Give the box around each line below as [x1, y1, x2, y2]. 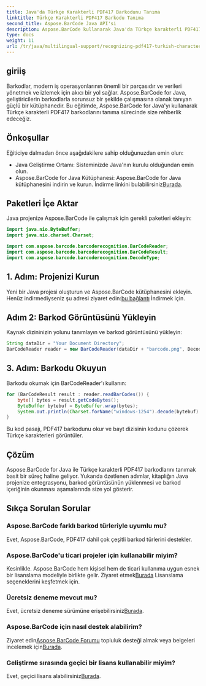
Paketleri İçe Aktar [6, 198, 78, 209]
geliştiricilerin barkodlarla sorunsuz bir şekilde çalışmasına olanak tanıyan [6, 95, 192, 103]
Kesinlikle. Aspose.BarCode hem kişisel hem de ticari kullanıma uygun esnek [6, 565, 200, 572]
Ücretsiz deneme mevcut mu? [6, 593, 97, 602]
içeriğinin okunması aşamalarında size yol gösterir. [6, 486, 134, 493]
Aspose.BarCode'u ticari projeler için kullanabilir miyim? [6, 551, 178, 559]
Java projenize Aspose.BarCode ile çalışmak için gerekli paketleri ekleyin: [6, 214, 192, 222]
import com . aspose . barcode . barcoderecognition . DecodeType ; [6, 254, 161, 261]
